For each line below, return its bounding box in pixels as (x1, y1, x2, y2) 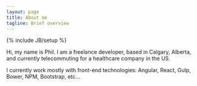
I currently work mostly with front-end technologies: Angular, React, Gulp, (6, 67, 192, 74)
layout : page (6, 8, 40, 15)
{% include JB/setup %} (6, 37, 67, 44)
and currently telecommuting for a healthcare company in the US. (6, 55, 171, 62)
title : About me (6, 15, 47, 21)
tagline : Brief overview (6, 20, 69, 26)
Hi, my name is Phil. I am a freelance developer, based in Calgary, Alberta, (6, 48, 192, 56)
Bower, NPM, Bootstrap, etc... (6, 73, 80, 81)
